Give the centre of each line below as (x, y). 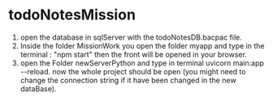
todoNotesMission (72, 15)
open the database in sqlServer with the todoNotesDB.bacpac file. (131, 37)
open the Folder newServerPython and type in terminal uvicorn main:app (142, 63)
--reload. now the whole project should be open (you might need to (133, 71)
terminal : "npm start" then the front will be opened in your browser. (134, 54)
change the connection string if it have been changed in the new (128, 80)
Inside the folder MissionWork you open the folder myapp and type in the (142, 45)
